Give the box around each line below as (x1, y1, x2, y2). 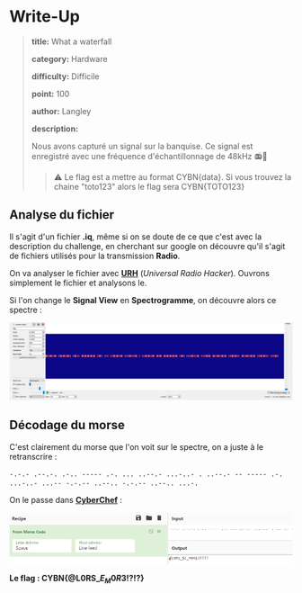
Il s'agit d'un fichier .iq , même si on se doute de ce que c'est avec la (9, 231, 262, 242)
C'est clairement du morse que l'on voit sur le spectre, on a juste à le (9, 441, 263, 452)
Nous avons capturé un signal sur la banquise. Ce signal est (31, 140, 253, 151)
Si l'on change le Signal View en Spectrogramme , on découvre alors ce (9, 294, 277, 305)
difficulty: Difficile (31, 70, 100, 82)
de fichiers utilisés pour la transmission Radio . (9, 250, 181, 261)
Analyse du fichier (9, 207, 115, 222)
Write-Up (9, 6, 81, 27)
